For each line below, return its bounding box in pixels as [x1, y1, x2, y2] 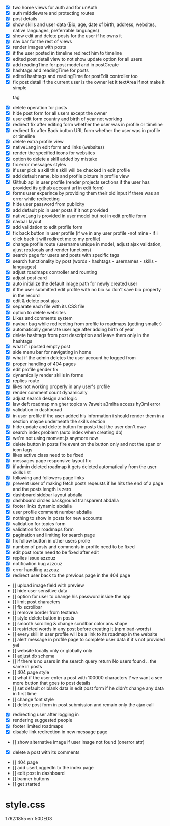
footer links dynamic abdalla [12, 503, 72, 509]
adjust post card [12, 275, 47, 281]
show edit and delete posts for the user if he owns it [12, 33, 122, 39]
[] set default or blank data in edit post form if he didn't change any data [12, 685, 164, 691]
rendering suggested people [12, 717, 73, 724]
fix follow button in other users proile [12, 537, 90, 544]
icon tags [12, 447, 33, 453]
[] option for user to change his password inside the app [12, 593, 131, 600]
